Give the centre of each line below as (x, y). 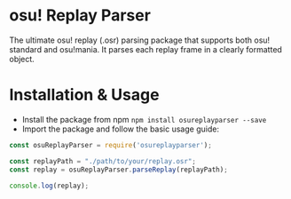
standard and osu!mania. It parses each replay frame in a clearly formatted (145, 49)
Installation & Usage (84, 95)
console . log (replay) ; (49, 186)
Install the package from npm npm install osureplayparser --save (144, 119)
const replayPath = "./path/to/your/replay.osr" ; (103, 161)
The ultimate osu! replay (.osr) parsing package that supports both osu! (140, 40)
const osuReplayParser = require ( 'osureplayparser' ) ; (111, 145)
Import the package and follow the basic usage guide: (121, 129)
